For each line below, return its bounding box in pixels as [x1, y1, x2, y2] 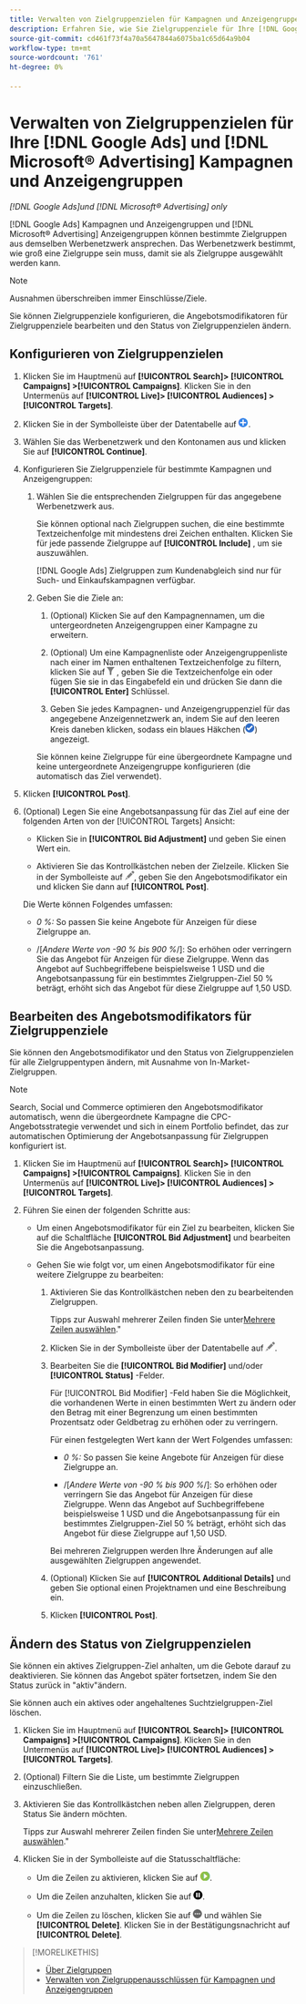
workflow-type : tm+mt [9, 44, 92, 53]
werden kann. [9, 257, 61, 268]
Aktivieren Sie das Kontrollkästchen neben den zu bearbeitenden [49, 1287, 294, 1298]
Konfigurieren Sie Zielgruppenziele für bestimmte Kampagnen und [22, 463, 272, 474]
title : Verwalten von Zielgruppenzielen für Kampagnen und [9, 15, 239, 24]
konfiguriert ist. [9, 1140, 66, 1152]
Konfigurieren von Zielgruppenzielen [9, 346, 224, 362]
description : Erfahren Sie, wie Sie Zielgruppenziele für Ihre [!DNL [9, 24, 280, 34]
